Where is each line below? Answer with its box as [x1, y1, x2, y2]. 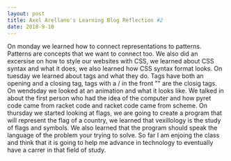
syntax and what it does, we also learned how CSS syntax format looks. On [7, 64, 223, 73]
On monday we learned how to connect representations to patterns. [7, 43, 202, 51]
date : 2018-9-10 [7, 23, 54, 30]
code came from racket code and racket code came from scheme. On [7, 102, 207, 110]
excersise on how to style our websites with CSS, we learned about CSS [7, 57, 214, 66]
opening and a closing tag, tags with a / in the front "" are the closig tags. [7, 79, 217, 88]
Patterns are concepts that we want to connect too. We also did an [7, 49, 198, 58]
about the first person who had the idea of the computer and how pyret [7, 94, 212, 102]
